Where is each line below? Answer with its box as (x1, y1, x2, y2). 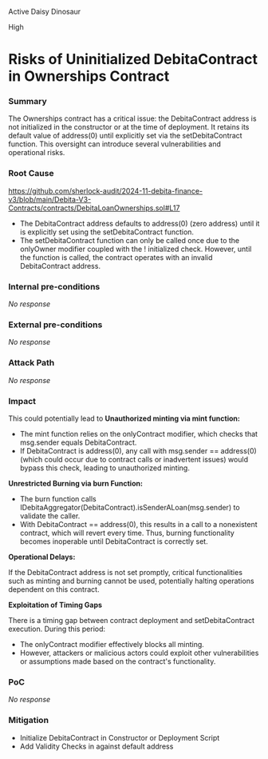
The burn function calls (19, 493, 97, 503)
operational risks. (8, 148, 65, 158)
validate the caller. (19, 511, 81, 521)
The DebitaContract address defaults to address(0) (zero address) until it (19, 218, 260, 228)
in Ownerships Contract (8, 67, 170, 86)
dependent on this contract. (8, 584, 100, 594)
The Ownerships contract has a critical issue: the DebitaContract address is (8, 114, 257, 123)
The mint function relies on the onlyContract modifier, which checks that (19, 429, 258, 438)
